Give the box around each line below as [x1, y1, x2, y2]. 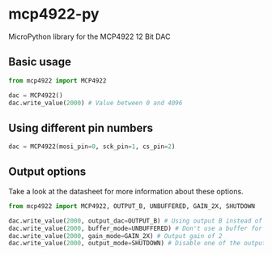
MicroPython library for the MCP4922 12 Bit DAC [8, 32, 171, 41]
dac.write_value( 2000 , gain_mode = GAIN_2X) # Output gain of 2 [8, 232, 223, 240]
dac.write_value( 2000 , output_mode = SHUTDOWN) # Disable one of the [8, 240, 241, 248]
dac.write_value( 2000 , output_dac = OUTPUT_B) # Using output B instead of [8, 216, 263, 225]
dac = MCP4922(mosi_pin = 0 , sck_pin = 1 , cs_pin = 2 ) [8, 142, 176, 151]
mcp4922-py [8, 5, 100, 23]
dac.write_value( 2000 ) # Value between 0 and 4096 [8, 99, 183, 107]
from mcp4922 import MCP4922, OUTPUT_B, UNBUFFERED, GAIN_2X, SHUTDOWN [8, 202, 255, 210]
